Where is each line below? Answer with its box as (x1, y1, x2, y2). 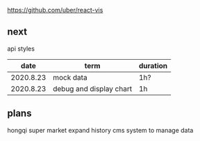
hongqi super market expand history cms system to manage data (7, 126, 194, 134)
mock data (53, 72, 88, 82)
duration (138, 60, 168, 70)
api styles (7, 44, 35, 53)
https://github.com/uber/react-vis (7, 6, 103, 14)
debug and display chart (53, 83, 133, 93)
